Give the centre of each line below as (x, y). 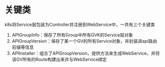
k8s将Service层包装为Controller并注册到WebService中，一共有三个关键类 (80, 24)
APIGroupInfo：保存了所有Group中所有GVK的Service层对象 (72, 35)
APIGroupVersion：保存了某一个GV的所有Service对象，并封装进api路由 (84, 41)
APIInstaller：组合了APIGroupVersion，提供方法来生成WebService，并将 (86, 53)
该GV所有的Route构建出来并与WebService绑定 (59, 59)
